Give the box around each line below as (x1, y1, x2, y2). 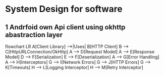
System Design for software (5, 3, 123, 15)
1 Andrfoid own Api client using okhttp (5, 23, 126, 31)
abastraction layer (5, 30, 63, 39)
